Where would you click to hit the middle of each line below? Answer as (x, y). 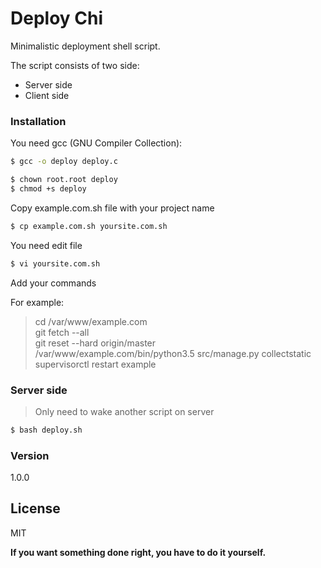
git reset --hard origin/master (95, 343)
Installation (38, 121)
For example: (37, 302)
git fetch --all (62, 332)
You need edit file (46, 245)
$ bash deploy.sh (46, 430)
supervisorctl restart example (95, 364)
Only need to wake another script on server (124, 411)
